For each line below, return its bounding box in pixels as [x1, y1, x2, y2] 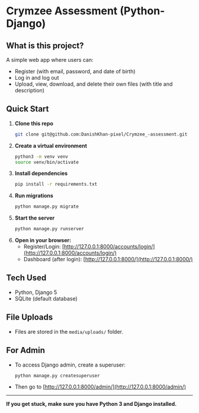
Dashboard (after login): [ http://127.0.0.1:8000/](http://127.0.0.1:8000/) [23, 256, 193, 263]
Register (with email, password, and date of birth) [14, 68, 136, 75]
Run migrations [14, 192, 53, 199]
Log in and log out [14, 74, 59, 81]
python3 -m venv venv [14, 154, 69, 159]
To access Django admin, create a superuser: [14, 361, 126, 368]
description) [14, 87, 45, 93]
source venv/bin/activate [14, 159, 79, 165]
